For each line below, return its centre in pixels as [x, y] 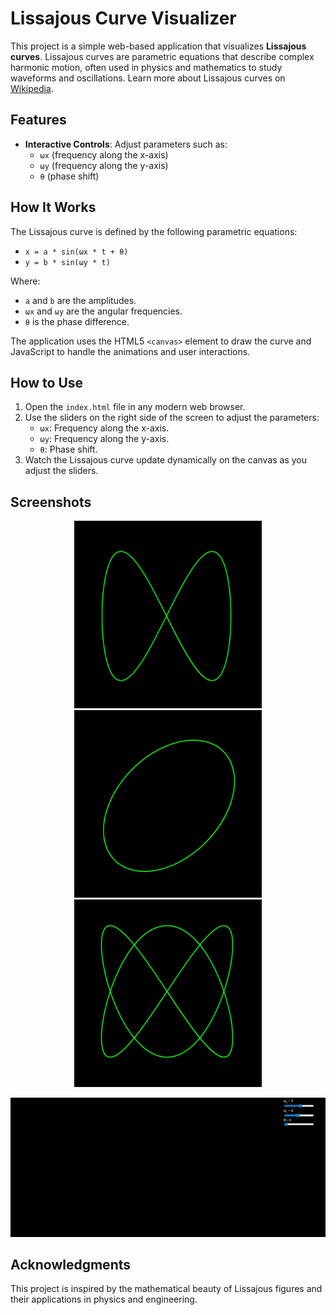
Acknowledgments [71, 1264]
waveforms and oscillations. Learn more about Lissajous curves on [148, 78]
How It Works [53, 207]
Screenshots [51, 502]
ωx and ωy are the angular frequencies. [103, 311]
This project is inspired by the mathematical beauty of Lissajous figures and [166, 1289]
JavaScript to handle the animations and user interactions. [130, 351]
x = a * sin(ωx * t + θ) [76, 252]
